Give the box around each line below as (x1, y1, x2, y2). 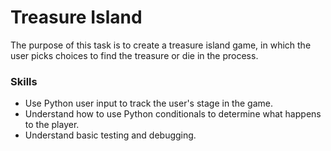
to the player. (24, 119, 80, 131)
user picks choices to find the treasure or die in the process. (10, 49, 259, 61)
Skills (10, 74, 38, 88)
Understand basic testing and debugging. (24, 129, 197, 141)
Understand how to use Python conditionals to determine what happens (24, 108, 322, 120)
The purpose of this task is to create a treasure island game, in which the (10, 39, 312, 51)
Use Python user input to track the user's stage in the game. (24, 97, 273, 110)
